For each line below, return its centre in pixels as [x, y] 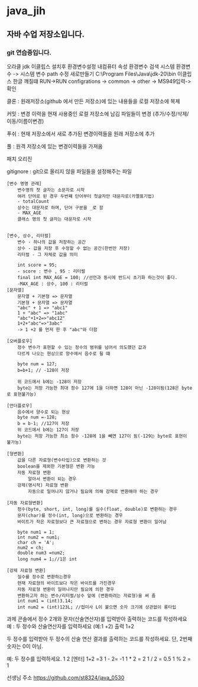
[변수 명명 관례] [24, 184]
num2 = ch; [31, 547]
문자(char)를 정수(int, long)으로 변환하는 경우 [70, 516]
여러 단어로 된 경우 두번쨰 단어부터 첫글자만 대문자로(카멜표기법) [86, 196]
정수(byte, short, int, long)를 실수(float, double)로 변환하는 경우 [97, 509]
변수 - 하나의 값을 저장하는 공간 [52, 242]
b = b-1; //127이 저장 [43, 423]
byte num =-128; [38, 417]
